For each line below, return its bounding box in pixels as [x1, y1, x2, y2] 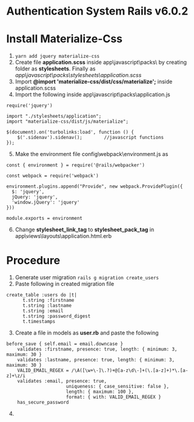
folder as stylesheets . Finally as [15, 65, 96, 72]
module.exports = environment [6, 216, 83, 222]
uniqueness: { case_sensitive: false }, [65, 384, 170, 390]
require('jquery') [6, 103, 53, 109]
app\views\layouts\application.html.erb [15, 233, 112, 240]
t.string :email [22, 308, 64, 314]
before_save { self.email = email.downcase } [6, 341, 123, 347]
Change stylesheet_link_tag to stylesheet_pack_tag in [15, 226, 155, 233]
